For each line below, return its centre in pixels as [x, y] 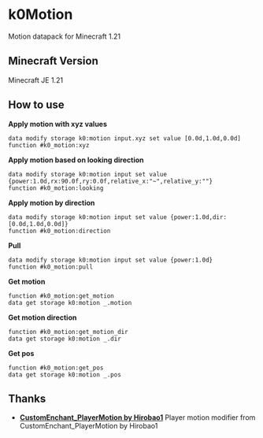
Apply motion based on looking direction [76, 160]
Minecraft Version [53, 61]
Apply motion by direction [52, 202]
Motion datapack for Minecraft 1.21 [64, 36]
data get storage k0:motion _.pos [65, 375]
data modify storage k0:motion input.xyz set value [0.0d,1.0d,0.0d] [125, 138]
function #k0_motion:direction [59, 231]
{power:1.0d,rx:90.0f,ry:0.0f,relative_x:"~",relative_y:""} [111, 181]
